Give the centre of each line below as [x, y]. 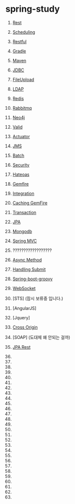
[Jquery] [21, 317]
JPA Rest [22, 347]
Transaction [24, 212]
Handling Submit [29, 269]
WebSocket [24, 288]
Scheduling [24, 32]
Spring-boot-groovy [32, 279]
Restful [20, 41]
